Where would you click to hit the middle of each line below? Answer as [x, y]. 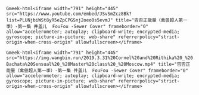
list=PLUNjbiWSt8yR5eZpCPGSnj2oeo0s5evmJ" [60, 20]
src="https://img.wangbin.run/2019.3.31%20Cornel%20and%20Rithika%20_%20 [100, 58]
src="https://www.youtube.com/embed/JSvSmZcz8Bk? [69, 14]
